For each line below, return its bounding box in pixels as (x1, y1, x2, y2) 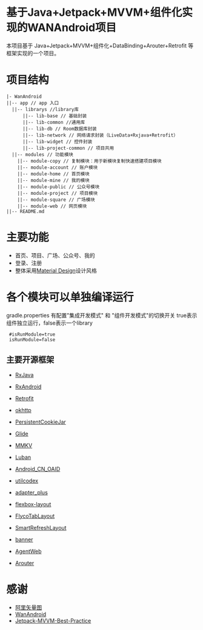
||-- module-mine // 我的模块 (17, 177, 90, 183)
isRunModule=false (8, 336, 56, 343)
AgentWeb (15, 547, 42, 555)
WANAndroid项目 (27, 21, 117, 35)
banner (15, 535, 33, 543)
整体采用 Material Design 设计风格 (15, 266, 97, 274)
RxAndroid (15, 383, 42, 390)
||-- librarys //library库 (12, 106, 79, 112)
